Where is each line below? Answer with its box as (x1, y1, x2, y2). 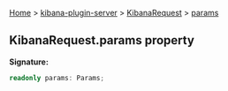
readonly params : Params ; (9, 73, 104, 82)
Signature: (9, 57, 49, 67)
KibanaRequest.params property (9, 33, 194, 48)
